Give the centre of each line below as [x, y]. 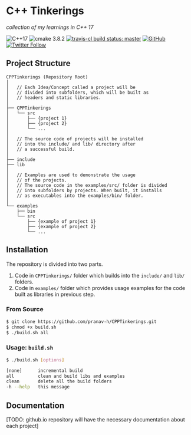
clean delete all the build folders [59, 381]
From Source [25, 309]
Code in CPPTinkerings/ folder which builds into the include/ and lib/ [100, 275]
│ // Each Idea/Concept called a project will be [71, 87]
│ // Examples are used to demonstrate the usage [71, 175]
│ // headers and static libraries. [54, 98]
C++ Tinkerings [45, 11]
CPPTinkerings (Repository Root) [47, 77]
